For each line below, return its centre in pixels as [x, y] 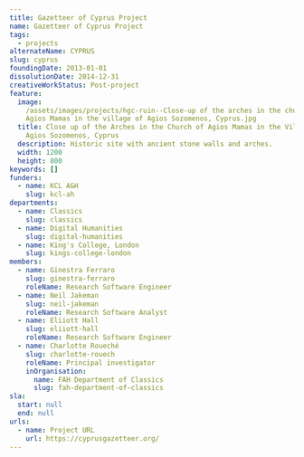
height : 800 [40, 161]
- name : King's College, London [79, 245]
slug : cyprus [34, 60]
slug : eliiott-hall [62, 329]
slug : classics [54, 219]
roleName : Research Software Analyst [97, 312]
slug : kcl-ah [50, 195]
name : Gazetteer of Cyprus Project [76, 26]
